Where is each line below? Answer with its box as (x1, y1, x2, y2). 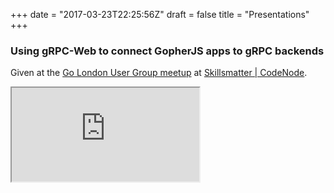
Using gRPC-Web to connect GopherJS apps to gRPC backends (10, 44, 325, 58)
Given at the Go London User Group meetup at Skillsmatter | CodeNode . (10, 67, 308, 79)
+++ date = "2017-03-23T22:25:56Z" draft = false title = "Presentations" (10, 9, 310, 20)
